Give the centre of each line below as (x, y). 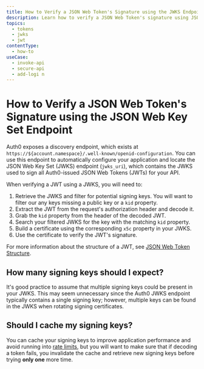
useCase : (17, 57)
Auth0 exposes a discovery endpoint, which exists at (72, 147)
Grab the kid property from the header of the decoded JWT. (90, 216)
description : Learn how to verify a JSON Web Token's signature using (97, 18)
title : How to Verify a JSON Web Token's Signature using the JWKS (93, 12)
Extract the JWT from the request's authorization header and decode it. (104, 209)
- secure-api (28, 68)
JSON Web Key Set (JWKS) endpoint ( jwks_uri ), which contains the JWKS (100, 166)
